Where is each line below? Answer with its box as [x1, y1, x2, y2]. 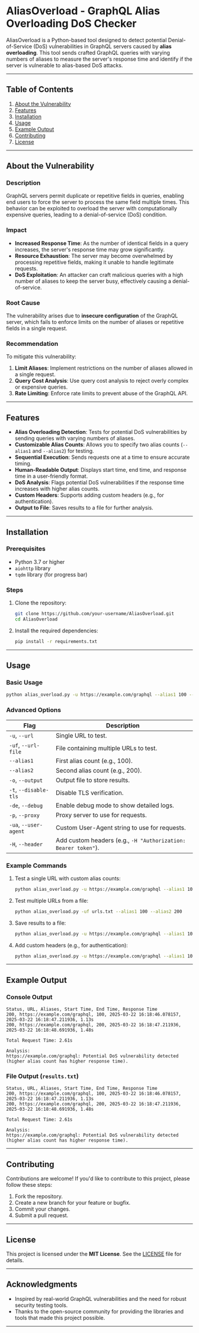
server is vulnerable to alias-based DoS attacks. [6, 61, 123, 69]
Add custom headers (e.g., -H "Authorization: [56, 836, 186, 844]
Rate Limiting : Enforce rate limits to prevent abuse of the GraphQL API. [14, 390, 188, 397]
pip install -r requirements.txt [14, 638, 98, 644]
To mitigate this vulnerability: [6, 353, 77, 360]
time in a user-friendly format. [14, 472, 88, 480]
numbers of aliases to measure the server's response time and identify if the [6, 55, 192, 62]
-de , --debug [9, 801, 43, 809]
